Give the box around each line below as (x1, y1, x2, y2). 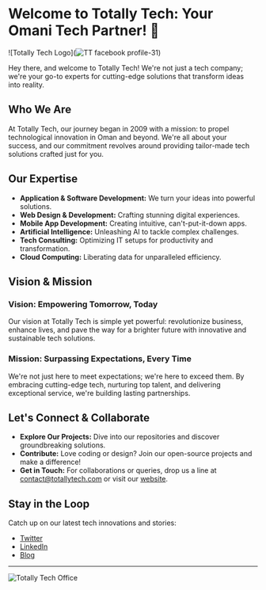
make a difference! (19, 457, 82, 467)
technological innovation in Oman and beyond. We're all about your (8, 132, 227, 142)
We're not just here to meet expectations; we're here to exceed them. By (8, 371, 245, 381)
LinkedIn (19, 542, 48, 551)
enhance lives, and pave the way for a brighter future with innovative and (8, 325, 247, 335)
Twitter (19, 534, 44, 543)
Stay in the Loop (8, 497, 89, 511)
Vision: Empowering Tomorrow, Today (8, 299, 158, 310)
